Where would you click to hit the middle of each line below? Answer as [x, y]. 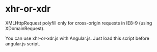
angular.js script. [23, 43]
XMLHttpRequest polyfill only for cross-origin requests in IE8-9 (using [79, 23]
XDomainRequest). [25, 28]
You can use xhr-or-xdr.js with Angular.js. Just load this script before [77, 38]
